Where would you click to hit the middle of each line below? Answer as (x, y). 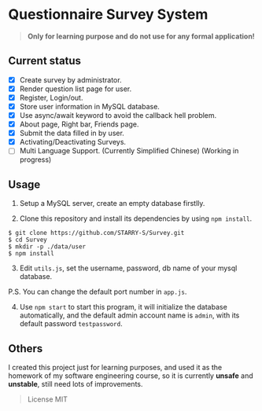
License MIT (48, 399)
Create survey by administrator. (70, 79)
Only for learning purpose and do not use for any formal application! (141, 36)
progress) (35, 160)
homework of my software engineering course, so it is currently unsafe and (131, 376)
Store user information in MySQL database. (89, 106)
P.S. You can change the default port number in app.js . (98, 292)
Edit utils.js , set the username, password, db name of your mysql (128, 268)
